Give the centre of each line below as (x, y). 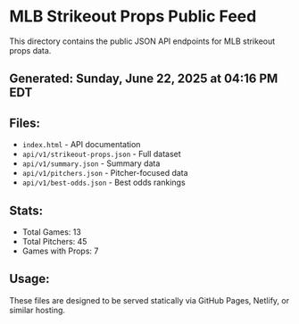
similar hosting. (37, 310)
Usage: (30, 279)
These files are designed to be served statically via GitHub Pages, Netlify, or (149, 300)
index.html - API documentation (81, 145)
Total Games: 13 (52, 232)
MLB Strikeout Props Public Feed (133, 17)
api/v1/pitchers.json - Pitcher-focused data (105, 173)
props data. (30, 50)
